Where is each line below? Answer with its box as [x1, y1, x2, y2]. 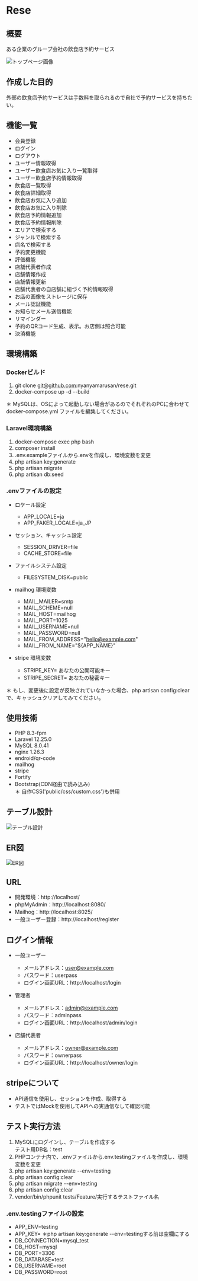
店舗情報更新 [14, 278, 46, 285]
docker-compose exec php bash [14, 438, 95, 445]
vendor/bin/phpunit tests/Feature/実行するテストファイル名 [14, 1193, 160, 1200]
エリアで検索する [14, 226, 57, 233]
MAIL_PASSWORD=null [23, 629, 81, 636]
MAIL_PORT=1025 [23, 616, 68, 624]
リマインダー [14, 315, 46, 322]
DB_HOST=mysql [14, 1243, 57, 1250]
